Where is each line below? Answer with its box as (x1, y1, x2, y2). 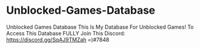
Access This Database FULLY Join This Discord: (6, 29, 126, 36)
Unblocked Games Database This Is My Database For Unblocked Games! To (6, 23, 194, 30)
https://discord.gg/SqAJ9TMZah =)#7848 (6, 36, 110, 43)
